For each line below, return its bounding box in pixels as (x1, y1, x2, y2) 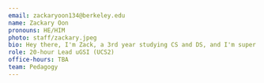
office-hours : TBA (8, 56, 69, 64)
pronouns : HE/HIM (8, 26, 66, 34)
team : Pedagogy (8, 63, 58, 71)
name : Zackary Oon (8, 19, 69, 27)
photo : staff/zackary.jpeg (8, 33, 97, 42)
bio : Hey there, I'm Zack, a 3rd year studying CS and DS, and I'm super (8, 41, 257, 49)
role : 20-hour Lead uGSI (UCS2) (8, 48, 115, 56)
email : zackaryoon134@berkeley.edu (8, 11, 126, 20)
